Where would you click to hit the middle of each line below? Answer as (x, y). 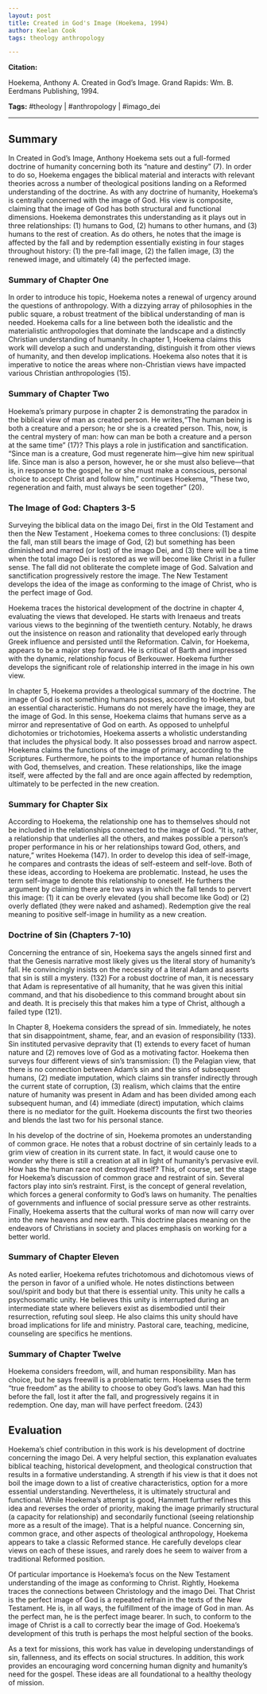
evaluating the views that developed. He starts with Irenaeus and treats (124, 616)
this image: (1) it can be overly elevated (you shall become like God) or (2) (129, 898)
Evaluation (35, 1430)
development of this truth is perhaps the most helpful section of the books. (131, 1633)
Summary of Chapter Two (59, 394)
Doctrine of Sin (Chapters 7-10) (70, 935)
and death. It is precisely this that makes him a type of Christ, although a (127, 1003)
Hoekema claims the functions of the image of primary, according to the (126, 750)
